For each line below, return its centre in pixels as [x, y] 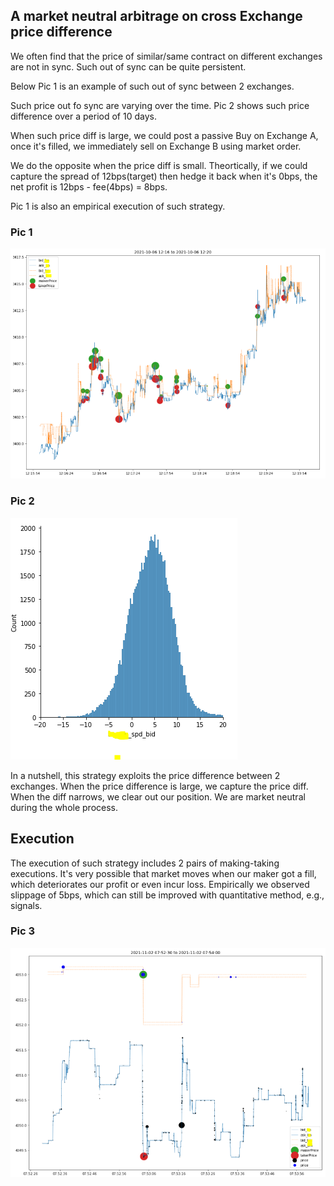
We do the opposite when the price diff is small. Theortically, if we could [159, 165]
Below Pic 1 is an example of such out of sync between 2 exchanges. [152, 86]
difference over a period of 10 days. [83, 116]
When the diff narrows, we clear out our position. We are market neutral [158, 796]
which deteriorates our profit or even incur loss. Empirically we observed [160, 884]
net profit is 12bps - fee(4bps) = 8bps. [89, 186]
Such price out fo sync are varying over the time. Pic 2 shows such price [160, 105]
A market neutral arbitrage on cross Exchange [156, 16]
